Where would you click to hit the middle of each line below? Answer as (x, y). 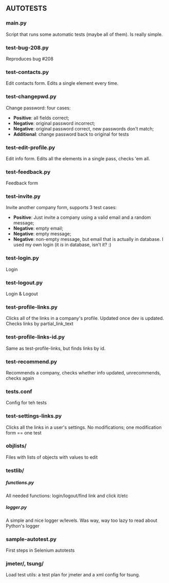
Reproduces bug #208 (30, 59)
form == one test (24, 432)
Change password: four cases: (38, 108)
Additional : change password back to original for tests (71, 134)
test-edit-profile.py (31, 147)
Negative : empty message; (42, 234)
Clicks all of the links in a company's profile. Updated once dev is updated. (85, 318)
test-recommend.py (32, 362)
